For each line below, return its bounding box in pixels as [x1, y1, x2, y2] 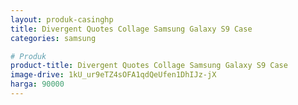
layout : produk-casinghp [10, 14, 114, 25]
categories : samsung [10, 33, 97, 43]
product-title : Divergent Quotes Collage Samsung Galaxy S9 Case [10, 61, 288, 71]
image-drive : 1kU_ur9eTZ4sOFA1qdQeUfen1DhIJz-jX [10, 70, 217, 80]
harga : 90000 [10, 79, 65, 90]
